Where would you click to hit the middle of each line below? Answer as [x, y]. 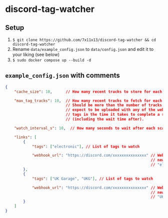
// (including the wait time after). [105, 119]
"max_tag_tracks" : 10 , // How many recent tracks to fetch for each [88, 101]
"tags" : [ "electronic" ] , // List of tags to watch [86, 146]
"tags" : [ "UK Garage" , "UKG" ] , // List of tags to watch [92, 179]
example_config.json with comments [62, 76]
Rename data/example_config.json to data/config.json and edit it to [83, 49]
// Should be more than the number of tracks [114, 105]
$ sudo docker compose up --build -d [52, 60]
